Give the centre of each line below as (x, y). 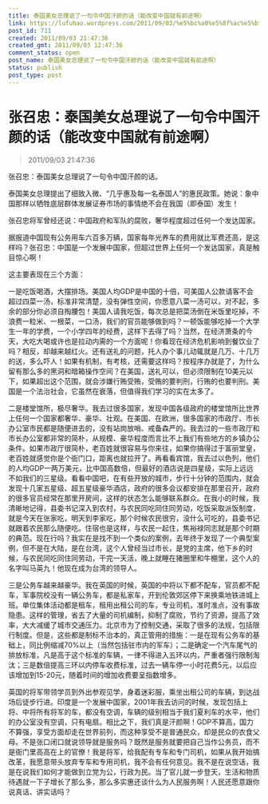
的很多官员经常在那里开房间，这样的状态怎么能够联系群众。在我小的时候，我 (134, 498)
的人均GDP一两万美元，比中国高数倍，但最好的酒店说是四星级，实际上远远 (131, 468)
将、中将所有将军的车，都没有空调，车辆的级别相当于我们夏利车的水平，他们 (134, 711)
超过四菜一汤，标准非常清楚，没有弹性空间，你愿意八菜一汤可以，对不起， (130, 301)
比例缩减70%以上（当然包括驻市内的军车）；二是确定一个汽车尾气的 (146, 645)
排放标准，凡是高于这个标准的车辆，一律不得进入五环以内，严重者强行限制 (130, 655)
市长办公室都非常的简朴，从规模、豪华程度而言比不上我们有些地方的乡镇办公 (134, 438)
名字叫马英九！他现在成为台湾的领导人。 (75, 567)
